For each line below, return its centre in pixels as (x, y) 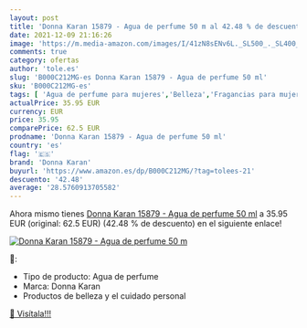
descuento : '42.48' (47, 179)
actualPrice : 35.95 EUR (55, 103)
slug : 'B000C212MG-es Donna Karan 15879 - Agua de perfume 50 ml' (138, 78)
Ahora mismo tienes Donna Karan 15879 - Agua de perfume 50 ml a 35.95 (148, 214)
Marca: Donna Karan (61, 286)
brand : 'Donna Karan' (51, 162)
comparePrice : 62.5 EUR (55, 129)
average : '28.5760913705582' (65, 188)
